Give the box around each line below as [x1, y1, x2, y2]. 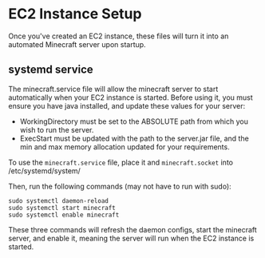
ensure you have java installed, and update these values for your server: [8, 101, 246, 110]
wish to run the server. [19, 125, 94, 134]
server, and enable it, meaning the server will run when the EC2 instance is [8, 233, 255, 243]
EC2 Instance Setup [8, 5, 142, 23]
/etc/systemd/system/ [8, 165, 81, 176]
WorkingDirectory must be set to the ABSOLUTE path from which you [19, 117, 249, 126]
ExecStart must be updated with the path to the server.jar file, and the [19, 133, 249, 143]
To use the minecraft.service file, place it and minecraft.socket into [8, 157, 234, 167]
